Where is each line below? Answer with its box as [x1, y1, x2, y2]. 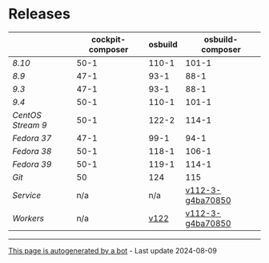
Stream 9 [12, 119, 47, 131]
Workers [12, 212, 44, 224]
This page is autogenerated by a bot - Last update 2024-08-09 [8, 245, 218, 255]
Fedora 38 [12, 145, 52, 156]
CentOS [12, 109, 42, 120]
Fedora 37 [12, 132, 52, 144]
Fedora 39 [12, 158, 52, 169]
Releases [8, 5, 70, 23]
